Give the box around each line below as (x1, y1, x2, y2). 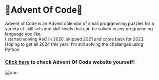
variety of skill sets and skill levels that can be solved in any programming (5, 25, 153, 31)
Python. (5, 46, 21, 52)
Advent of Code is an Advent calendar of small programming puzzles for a (5, 20, 155, 26)
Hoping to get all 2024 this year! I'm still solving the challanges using (5, 41, 143, 47)
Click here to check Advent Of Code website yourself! (5, 59, 135, 65)
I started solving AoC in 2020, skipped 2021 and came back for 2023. (5, 36, 145, 42)
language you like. (5, 31, 42, 37)
